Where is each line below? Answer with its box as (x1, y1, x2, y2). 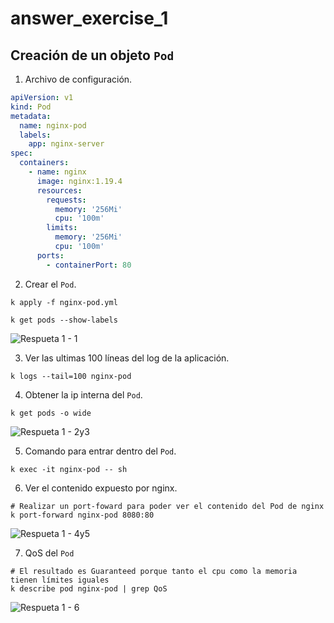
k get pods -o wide (10, 408, 92, 418)
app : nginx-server (28, 139, 105, 149)
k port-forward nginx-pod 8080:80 (10, 510, 155, 520)
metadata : (10, 111, 52, 121)
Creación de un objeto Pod (10, 47, 175, 64)
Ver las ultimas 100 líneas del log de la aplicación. (24, 352, 230, 364)
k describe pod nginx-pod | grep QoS (10, 583, 168, 594)
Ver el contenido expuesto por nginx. (24, 482, 178, 494)
